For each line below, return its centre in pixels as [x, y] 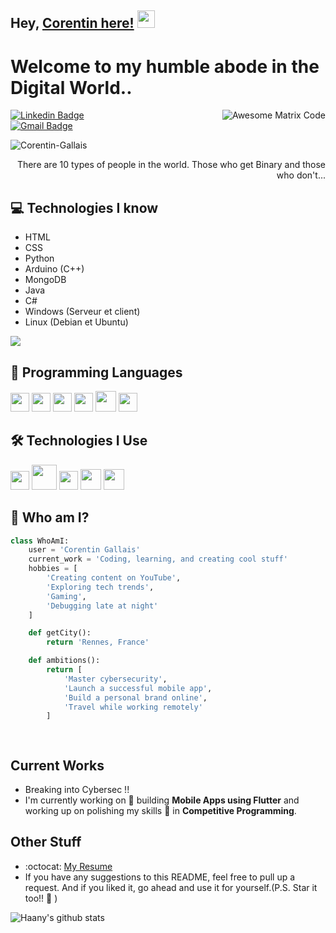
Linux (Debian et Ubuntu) [76, 322]
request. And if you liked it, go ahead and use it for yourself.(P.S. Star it [171, 887]
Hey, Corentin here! [72, 23]
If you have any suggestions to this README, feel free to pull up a [160, 877]
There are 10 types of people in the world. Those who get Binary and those [171, 165]
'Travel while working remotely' [133, 707]
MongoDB [45, 280]
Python [39, 258]
